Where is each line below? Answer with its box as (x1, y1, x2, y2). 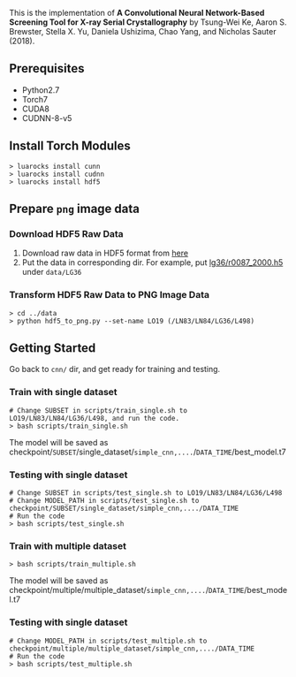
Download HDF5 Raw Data (9, 227, 124, 240)
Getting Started (9, 340, 96, 355)
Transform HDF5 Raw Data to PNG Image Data (9, 289, 210, 301)
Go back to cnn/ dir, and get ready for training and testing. (9, 364, 221, 375)
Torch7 (21, 94, 49, 104)
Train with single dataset (9, 386, 118, 399)
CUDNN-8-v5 (21, 112, 72, 123)
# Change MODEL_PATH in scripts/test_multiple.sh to (9, 636, 208, 645)
